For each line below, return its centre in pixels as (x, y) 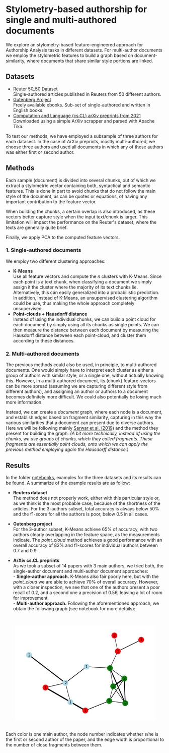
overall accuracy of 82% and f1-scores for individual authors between (85, 545)
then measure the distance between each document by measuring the (86, 330)
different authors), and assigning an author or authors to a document (77, 391)
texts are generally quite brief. (37, 227)
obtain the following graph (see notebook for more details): (74, 608)
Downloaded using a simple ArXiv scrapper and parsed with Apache (84, 121)
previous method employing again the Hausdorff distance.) (67, 449)
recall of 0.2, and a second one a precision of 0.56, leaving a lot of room (88, 592)
